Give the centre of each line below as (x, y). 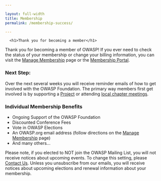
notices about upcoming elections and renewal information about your (76, 168)
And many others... (31, 143)
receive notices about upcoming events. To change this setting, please (76, 158)
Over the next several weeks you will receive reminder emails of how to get (80, 83)
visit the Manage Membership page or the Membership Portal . (68, 60)
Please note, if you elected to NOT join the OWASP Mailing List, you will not (80, 153)
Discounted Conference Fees (41, 122)
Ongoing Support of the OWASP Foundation (56, 117)
